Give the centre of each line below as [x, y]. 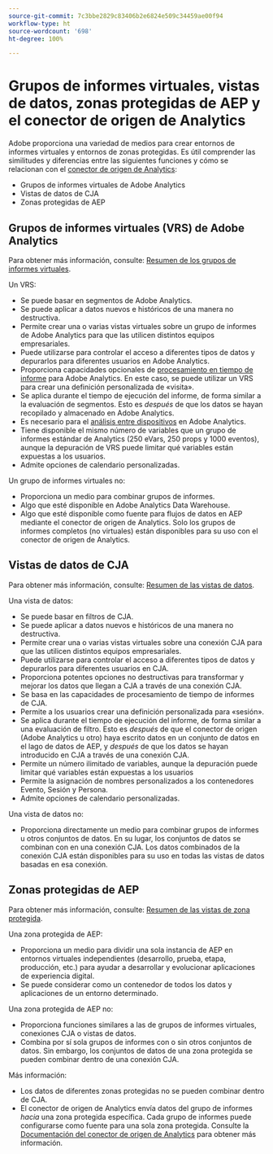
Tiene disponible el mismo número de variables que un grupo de [128, 430]
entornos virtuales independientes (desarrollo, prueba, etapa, [123, 959]
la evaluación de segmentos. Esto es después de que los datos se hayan [141, 404]
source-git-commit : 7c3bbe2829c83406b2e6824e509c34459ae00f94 [116, 16]
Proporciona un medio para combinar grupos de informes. [117, 496]
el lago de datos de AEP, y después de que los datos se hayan [124, 746]
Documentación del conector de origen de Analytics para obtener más [138, 1134]
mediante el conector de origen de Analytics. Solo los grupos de [128, 522]
